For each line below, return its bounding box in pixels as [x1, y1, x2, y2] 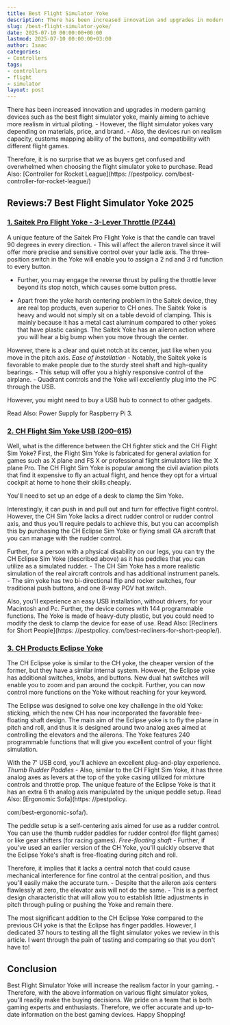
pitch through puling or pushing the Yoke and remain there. [7, 901, 173, 909]
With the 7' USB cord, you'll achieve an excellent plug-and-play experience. [7, 759, 221, 767]
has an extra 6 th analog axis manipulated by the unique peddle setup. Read [7, 787, 221, 796]
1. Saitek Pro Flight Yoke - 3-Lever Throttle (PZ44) [7, 218, 176, 227]
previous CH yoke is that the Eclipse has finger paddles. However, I [7, 921, 196, 930]
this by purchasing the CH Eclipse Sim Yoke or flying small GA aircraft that [7, 527, 216, 535]
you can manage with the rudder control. [7, 534, 123, 542]
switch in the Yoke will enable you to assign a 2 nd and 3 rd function [31, 255, 223, 263]
